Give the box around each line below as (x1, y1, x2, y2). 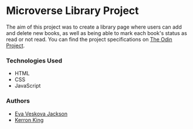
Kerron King (14, 116, 44, 123)
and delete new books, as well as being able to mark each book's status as (6, 29, 188, 36)
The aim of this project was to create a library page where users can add (6, 23, 182, 30)
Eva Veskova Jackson (14, 110, 67, 117)
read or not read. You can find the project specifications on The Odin (6, 36, 172, 43)
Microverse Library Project (6, 4, 139, 18)
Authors (6, 97, 31, 105)
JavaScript (14, 82, 41, 89)
